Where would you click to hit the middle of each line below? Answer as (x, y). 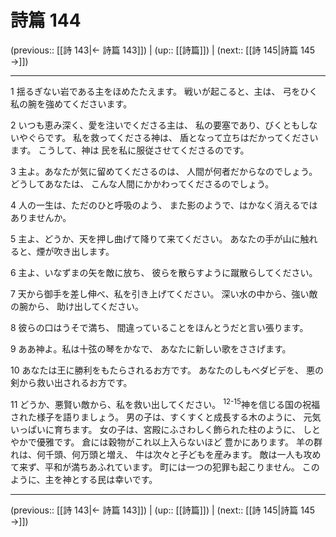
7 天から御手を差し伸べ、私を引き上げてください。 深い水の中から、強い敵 (164, 293)
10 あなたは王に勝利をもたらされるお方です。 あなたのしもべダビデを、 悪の (167, 370)
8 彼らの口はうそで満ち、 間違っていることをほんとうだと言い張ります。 (159, 327)
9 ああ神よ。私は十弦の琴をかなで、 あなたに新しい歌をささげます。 (151, 348)
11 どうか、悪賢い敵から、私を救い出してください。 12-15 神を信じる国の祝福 (165, 403)
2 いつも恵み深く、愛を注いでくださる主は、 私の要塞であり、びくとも (155, 125)
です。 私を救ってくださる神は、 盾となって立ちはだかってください (181, 137)
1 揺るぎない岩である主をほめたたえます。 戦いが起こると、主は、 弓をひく (164, 91)
